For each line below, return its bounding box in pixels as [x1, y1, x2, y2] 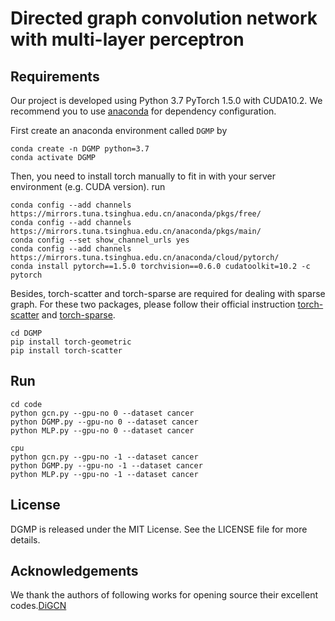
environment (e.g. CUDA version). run [10, 181, 166, 192]
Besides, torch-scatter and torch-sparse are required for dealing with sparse [10, 288, 326, 299]
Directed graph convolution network [10, 7, 318, 30]
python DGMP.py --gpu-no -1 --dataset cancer [10, 460, 203, 471]
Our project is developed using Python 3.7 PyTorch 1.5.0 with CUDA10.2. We [10, 95, 323, 106]
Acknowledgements [10, 563, 139, 580]
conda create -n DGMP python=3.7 [10, 144, 150, 154]
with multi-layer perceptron [10, 28, 245, 51]
